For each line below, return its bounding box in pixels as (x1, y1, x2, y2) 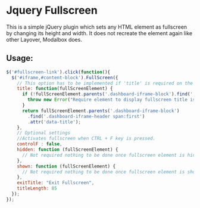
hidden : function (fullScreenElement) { (17, 147, 118, 153)
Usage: (6, 53, 34, 63)
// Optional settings (17, 130, 70, 136)
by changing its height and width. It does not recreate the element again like (6, 29, 192, 36)
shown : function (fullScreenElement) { (17, 163, 116, 169)
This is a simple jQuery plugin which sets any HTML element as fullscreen (6, 23, 187, 30)
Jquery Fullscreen (6, 4, 98, 17)
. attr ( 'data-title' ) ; (27, 119, 82, 125)
